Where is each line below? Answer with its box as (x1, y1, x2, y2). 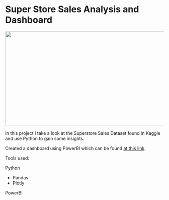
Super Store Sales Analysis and (5, 4, 139, 15)
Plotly (12, 180, 25, 186)
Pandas (12, 174, 29, 180)
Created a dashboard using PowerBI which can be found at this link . (5, 145, 146, 151)
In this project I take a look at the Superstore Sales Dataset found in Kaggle (5, 130, 160, 136)
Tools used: (5, 155, 29, 161)
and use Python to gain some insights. (5, 135, 84, 141)
